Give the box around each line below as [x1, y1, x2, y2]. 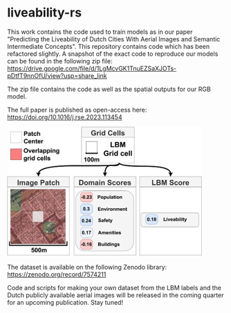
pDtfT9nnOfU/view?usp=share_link [7, 71, 107, 80]
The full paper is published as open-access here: [7, 105, 147, 114]
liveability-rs [7, 5, 82, 21]
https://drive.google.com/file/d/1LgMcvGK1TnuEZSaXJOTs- [7, 64, 177, 72]
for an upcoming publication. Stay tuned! [7, 298, 123, 306]
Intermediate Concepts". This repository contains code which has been [7, 42, 210, 50]
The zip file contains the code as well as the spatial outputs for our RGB [7, 85, 211, 93]
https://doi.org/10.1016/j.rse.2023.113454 [7, 112, 122, 121]
